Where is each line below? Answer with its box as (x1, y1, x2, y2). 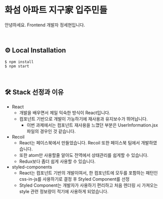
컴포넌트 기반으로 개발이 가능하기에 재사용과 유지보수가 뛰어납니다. (19, 116, 148, 122)
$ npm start (4, 64, 29, 68)
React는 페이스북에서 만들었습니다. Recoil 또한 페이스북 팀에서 (19, 139, 140, 145)
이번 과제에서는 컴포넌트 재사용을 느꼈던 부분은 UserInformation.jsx (26, 122, 158, 128)
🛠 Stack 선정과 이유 (4, 88, 64, 97)
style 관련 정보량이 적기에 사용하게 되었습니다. (19, 188, 109, 194)
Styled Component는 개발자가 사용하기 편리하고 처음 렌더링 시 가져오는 (19, 182, 158, 188)
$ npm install (4, 59, 34, 65)
